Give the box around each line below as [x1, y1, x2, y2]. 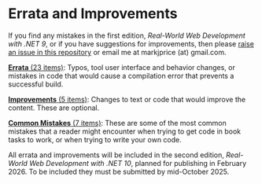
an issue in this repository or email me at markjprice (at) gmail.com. [8, 47, 227, 57]
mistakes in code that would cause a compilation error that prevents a [8, 71, 234, 80]
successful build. [8, 79, 64, 89]
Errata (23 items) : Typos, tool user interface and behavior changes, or [8, 62, 236, 72]
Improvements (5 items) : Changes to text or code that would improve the [8, 94, 246, 104]
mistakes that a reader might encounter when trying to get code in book [8, 127, 242, 136]
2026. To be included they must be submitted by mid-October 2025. [8, 167, 230, 176]
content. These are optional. [8, 103, 100, 112]
